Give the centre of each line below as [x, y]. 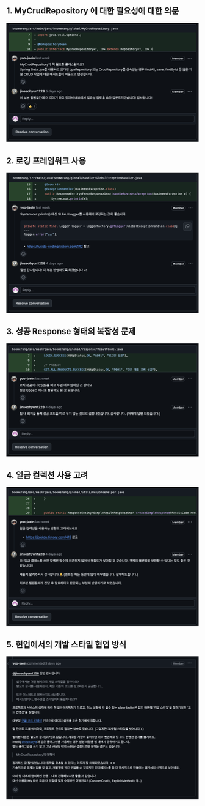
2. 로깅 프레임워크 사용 [46, 161]
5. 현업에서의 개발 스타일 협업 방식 [67, 644]
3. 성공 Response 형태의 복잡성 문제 [71, 331]
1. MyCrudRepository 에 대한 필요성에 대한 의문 [93, 11]
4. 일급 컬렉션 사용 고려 [47, 475]
